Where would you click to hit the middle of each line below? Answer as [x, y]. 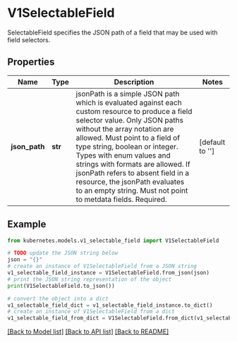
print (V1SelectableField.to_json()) [61, 286]
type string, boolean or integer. [127, 146]
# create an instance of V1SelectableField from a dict [91, 312]
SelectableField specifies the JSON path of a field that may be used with [113, 32]
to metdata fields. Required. [121, 199]
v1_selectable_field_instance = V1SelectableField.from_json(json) [109, 273]
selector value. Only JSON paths [129, 120]
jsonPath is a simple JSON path [128, 94]
